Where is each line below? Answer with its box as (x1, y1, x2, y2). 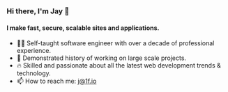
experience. (16, 47, 52, 55)
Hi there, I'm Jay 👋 (6, 6, 70, 16)
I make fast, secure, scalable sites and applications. (6, 24, 160, 32)
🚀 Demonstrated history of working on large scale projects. (16, 54, 186, 62)
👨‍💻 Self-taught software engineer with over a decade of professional (16, 39, 215, 47)
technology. (16, 69, 52, 77)
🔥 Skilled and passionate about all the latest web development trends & (16, 61, 221, 70)
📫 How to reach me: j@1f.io (16, 77, 97, 86)
